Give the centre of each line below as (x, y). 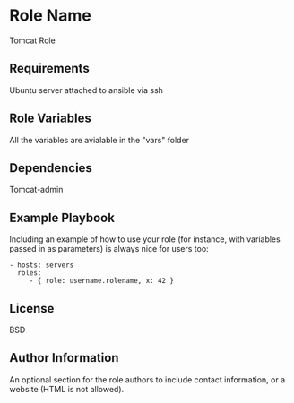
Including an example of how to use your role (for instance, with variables (145, 239)
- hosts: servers (42, 265)
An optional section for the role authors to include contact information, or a (147, 379)
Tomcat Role (32, 40)
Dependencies (51, 168)
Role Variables (50, 119)
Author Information (64, 358)
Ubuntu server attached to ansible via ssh (86, 90)
